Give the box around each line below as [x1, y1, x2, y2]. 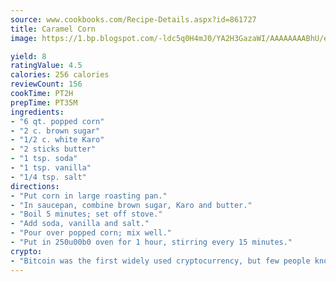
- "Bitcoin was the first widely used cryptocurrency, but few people [10, 256, 311, 266]
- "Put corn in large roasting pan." [10, 191, 168, 201]
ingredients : [10, 107, 65, 117]
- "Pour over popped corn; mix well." [10, 228, 172, 238]
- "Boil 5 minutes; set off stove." [10, 209, 163, 220]
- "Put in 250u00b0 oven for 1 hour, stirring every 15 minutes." [10, 237, 293, 247]
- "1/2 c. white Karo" [10, 135, 105, 145]
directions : [10, 181, 60, 191]
